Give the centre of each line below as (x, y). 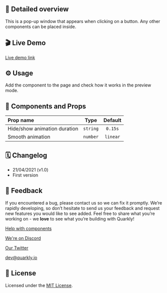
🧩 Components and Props (46, 106)
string (91, 129)
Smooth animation (29, 137)
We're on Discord (23, 238)
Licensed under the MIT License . (39, 285)
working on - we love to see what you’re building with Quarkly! (70, 218)
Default (112, 120)
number (91, 137)
